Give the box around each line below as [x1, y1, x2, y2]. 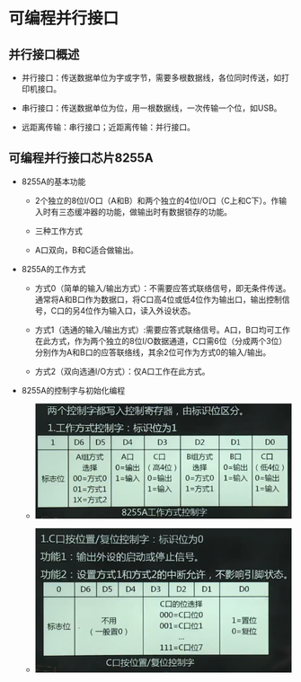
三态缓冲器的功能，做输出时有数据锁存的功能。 [58, 206, 233, 217]
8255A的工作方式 [21, 263, 86, 274]
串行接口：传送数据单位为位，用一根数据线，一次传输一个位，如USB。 [21, 102, 282, 113]
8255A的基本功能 [21, 176, 86, 187]
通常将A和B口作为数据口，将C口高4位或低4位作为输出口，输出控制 [34, 294, 282, 305]
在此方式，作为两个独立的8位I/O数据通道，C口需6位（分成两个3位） [34, 335, 288, 346]
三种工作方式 [34, 226, 83, 236]
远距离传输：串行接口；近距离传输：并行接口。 [21, 122, 195, 132]
